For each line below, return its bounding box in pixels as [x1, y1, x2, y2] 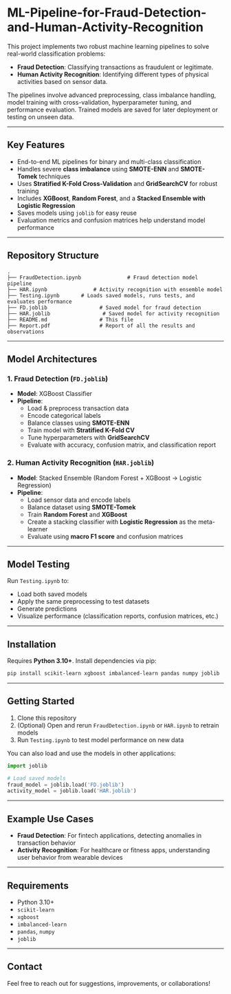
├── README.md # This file [7, 316, 134, 323]
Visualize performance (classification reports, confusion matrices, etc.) [16, 612, 219, 620]
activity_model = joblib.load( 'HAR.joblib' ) [7, 787, 137, 794]
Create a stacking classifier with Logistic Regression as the [27, 518, 197, 526]
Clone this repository [16, 714, 77, 722]
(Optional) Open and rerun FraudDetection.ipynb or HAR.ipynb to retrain [16, 721, 219, 729]
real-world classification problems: [7, 50, 106, 58]
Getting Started [7, 695, 75, 707]
